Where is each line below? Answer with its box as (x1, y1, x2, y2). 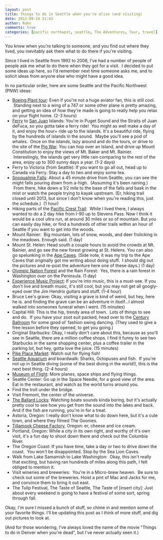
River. (12, 438, 24, 444)
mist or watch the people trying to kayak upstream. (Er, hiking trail (12, 190, 145, 196)
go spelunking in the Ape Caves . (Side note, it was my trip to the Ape (12, 252, 150, 258)
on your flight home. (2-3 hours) (12, 113, 77, 118)
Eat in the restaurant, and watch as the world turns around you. (12, 381, 139, 387)
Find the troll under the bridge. (12, 387, 74, 392)
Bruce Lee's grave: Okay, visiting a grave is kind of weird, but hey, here (12, 294, 155, 299)
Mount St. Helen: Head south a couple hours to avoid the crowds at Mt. (12, 242, 155, 248)
